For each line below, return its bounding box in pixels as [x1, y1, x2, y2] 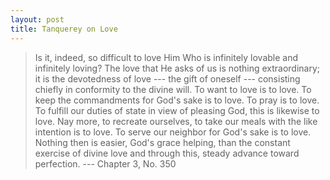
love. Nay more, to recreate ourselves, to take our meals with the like [34, 115, 318, 127]
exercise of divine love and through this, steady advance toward [34, 147, 300, 159]
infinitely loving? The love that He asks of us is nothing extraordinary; [34, 62, 321, 74]
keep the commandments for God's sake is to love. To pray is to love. [34, 94, 320, 106]
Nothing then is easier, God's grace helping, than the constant [34, 136, 291, 148]
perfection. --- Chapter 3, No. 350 [34, 157, 177, 170]
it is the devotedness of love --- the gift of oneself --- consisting [34, 72, 301, 85]
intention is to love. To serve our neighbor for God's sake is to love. [34, 126, 312, 138]
